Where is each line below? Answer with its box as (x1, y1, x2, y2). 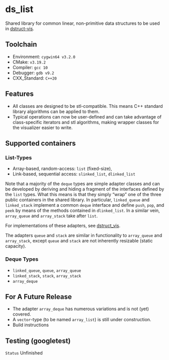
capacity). (5, 243, 26, 249)
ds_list (5, 4, 34, 15)
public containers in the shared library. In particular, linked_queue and (5, 197, 150, 203)
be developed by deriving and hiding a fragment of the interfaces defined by (5, 186, 164, 192)
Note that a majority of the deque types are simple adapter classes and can (5, 181, 160, 187)
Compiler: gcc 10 (12, 64, 48, 70)
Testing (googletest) (5, 336, 71, 345)
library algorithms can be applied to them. (12, 108, 100, 114)
